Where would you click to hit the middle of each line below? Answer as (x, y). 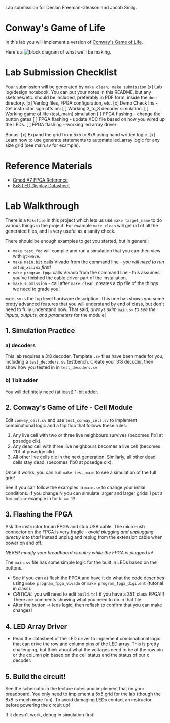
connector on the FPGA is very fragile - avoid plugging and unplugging (79, 532)
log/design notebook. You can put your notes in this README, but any (78, 92)
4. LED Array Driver (36, 626)
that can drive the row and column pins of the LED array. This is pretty (86, 644)
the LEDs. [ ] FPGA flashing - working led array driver (61, 124)
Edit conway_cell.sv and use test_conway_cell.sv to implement (71, 420)
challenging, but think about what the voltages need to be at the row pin (88, 650)
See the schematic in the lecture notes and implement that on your (75, 688)
